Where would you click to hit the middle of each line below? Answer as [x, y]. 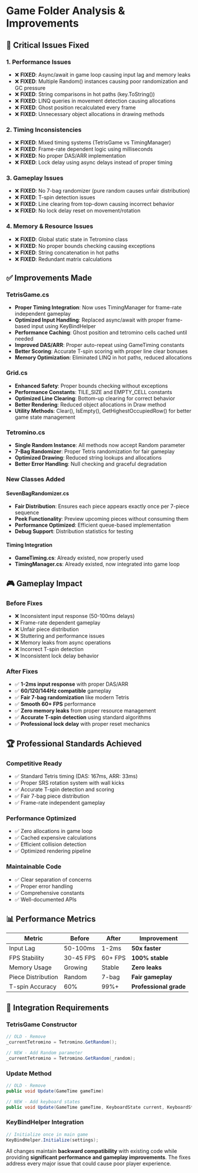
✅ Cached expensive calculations [55, 838]
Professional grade [159, 987]
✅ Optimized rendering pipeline [53, 851]
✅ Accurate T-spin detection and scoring [65, 789]
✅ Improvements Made [49, 278]
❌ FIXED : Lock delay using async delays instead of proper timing [93, 163]
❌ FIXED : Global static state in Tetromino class [71, 239]
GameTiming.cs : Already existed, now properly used [79, 558]
